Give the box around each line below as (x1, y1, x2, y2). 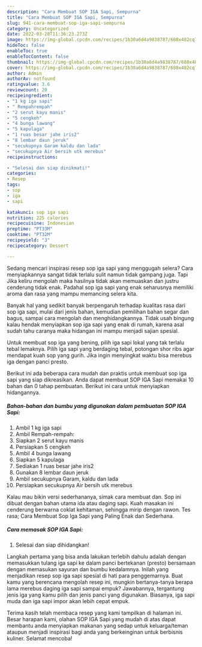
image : (7, 37, 23, 43)
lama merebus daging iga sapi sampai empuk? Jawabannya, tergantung (7, 585, 185, 592)
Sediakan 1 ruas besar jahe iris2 (15, 462, 94, 469)
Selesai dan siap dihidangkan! (15, 541, 89, 548)
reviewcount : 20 (7, 87, 47, 93)
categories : (7, 171, 37, 177)
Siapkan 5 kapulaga (15, 456, 65, 463)
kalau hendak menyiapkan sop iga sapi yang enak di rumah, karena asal (7, 321, 185, 328)
